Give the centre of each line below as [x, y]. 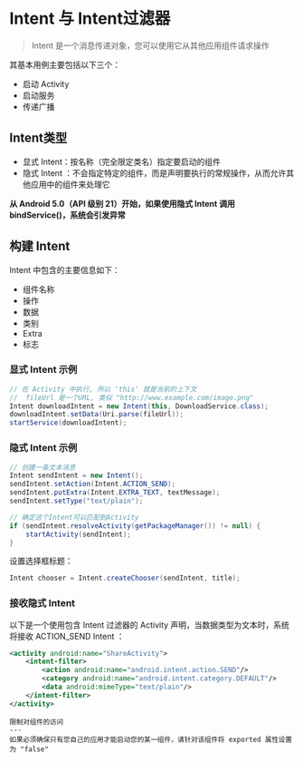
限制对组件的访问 [37, 722]
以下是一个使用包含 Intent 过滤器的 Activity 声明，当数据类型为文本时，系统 [149, 625]
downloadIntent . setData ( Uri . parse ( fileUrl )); [96, 415]
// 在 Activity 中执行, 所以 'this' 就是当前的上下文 [103, 389]
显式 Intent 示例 [43, 370]
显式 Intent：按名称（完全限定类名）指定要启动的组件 [122, 161]
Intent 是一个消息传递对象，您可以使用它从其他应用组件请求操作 [150, 45]
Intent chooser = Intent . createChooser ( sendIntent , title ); [125, 578]
